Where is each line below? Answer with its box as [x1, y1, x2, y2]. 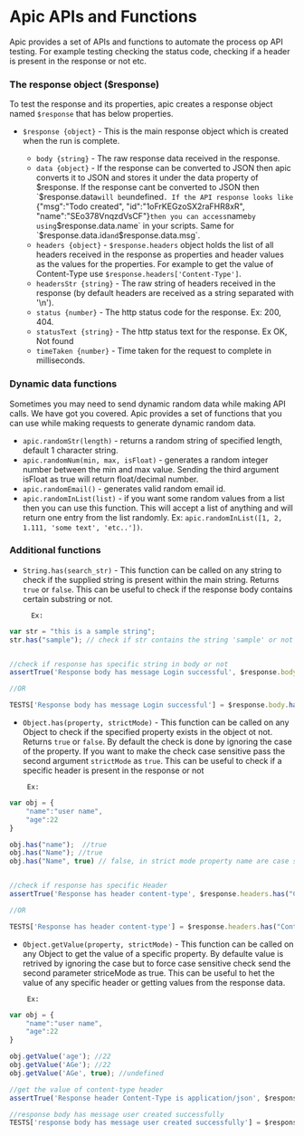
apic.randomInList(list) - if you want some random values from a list [22, 492, 285, 503]
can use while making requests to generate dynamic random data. [9, 417, 256, 428]
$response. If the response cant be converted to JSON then [35, 182, 260, 193]
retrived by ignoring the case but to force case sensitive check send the [22, 958, 291, 969]
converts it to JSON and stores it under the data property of [35, 172, 260, 183]
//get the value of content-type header [9, 1084, 165, 1094]
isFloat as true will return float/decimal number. [22, 473, 199, 484]
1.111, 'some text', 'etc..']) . [22, 521, 143, 532]
